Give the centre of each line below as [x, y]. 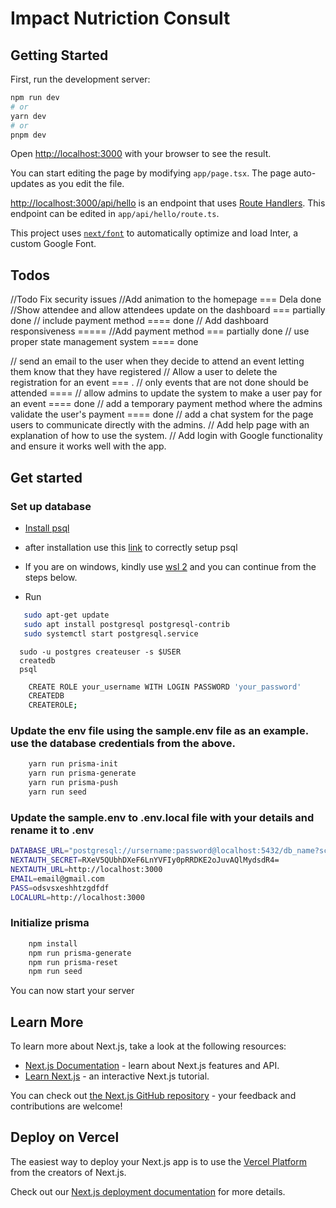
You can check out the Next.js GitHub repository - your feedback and [153, 1096]
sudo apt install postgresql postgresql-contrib [126, 624]
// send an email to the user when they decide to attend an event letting [157, 361]
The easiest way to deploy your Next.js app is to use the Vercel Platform [159, 1161]
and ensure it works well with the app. [88, 446]
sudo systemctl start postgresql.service [111, 633]
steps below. [51, 577]
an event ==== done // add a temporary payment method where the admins [166, 404]
